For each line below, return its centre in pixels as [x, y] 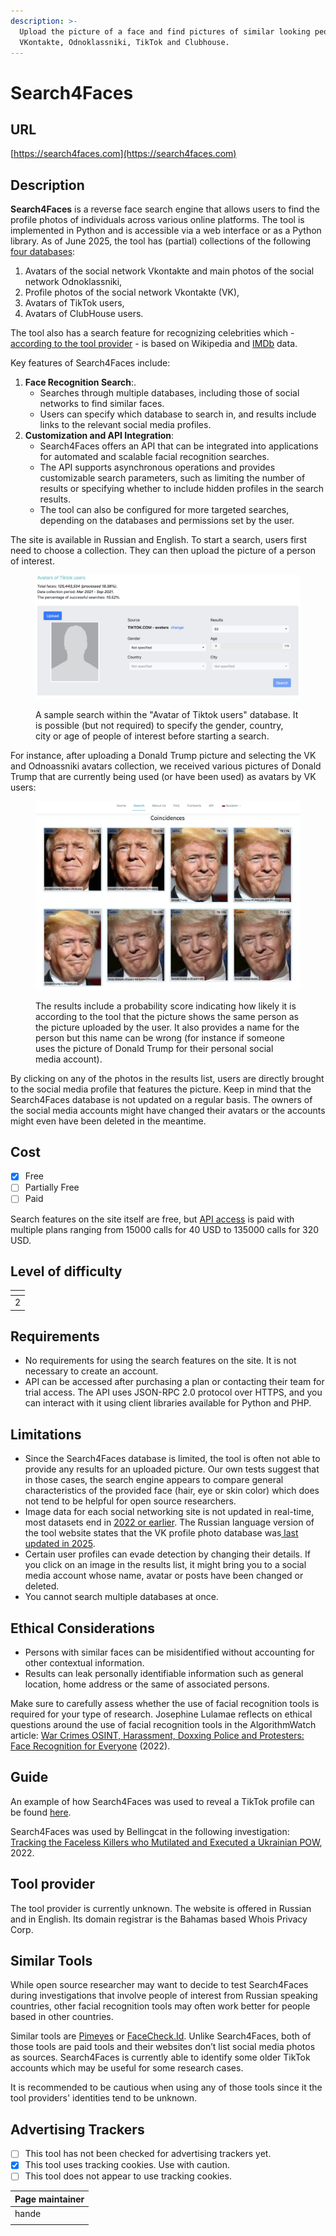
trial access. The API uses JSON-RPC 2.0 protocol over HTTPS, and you [173, 1392]
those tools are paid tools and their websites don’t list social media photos [163, 2047]
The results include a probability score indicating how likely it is [166, 1006]
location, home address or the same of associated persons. [147, 1684]
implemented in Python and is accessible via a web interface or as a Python [166, 231]
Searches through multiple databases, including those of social [169, 393]
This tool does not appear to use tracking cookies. [128, 2176]
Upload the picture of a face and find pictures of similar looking [165, 31]
